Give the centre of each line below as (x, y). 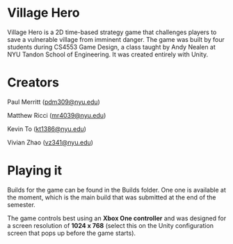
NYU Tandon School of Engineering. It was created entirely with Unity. (108, 54)
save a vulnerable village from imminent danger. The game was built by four (116, 39)
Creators (33, 83)
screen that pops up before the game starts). (72, 233)
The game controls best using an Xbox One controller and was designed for (117, 218)
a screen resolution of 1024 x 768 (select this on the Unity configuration (111, 225)
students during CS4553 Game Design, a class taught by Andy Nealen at (111, 47)
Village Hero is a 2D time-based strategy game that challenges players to (112, 32)
